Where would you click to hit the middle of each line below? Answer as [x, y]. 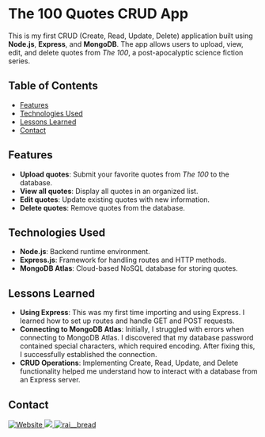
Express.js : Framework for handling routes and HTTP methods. [123, 260]
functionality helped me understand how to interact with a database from [138, 371]
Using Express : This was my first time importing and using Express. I [132, 313]
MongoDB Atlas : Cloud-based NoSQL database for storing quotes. [129, 268]
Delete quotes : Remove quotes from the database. [102, 207]
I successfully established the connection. [88, 355]
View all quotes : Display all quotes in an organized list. [109, 191]
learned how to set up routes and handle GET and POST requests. [127, 321]
